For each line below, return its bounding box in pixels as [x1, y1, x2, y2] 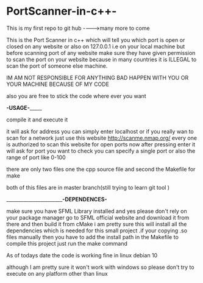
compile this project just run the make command [6, 240, 128, 247]
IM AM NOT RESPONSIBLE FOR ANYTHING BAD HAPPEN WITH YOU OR [6, 74, 189, 81]
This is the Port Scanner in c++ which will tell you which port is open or [6, 36, 185, 43]
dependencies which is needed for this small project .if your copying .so [6, 227, 188, 234]
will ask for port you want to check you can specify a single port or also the [6, 147, 196, 154]
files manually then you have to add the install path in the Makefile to [6, 233, 179, 240]
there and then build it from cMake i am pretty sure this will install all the [6, 220, 187, 227]
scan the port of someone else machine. [6, 62, 108, 70]
